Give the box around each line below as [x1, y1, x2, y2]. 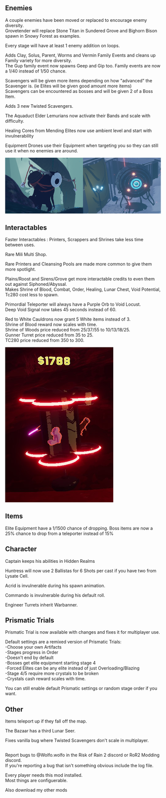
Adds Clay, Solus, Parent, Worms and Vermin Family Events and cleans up [5, 52, 156, 58]
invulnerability [5, 133, 34, 138]
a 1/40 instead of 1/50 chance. [5, 68, 67, 74]
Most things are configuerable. [5, 777, 68, 783]
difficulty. [5, 118, 25, 124]
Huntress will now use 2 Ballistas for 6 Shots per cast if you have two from [5, 568, 157, 574]
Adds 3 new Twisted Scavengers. [5, 103, 74, 109]
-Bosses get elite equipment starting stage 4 [5, 660, 96, 666]
